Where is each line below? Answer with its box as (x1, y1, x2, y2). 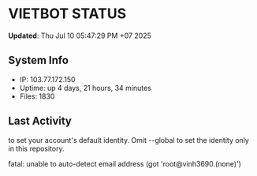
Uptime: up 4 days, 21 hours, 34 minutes (19, 83, 151, 92)
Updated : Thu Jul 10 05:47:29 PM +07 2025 (8, 31, 152, 40)
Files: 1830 (19, 92, 55, 101)
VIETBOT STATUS (8, 5, 127, 23)
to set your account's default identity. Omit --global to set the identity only (8, 135, 250, 144)
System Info (8, 54, 69, 67)
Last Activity (8, 114, 73, 128)
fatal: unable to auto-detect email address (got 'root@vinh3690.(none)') (8, 159, 242, 168)
